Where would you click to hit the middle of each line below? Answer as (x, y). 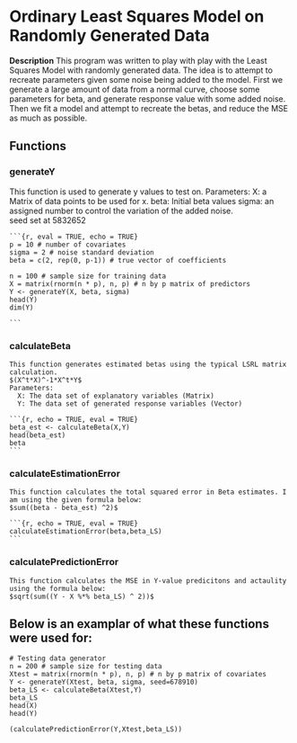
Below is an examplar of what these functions (139, 624)
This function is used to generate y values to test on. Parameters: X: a (138, 192)
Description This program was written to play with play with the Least (138, 60)
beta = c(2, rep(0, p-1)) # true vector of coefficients (118, 260)
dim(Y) (22, 308)
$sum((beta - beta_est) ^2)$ (64, 508)
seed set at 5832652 (48, 220)
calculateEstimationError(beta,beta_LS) (86, 532)
